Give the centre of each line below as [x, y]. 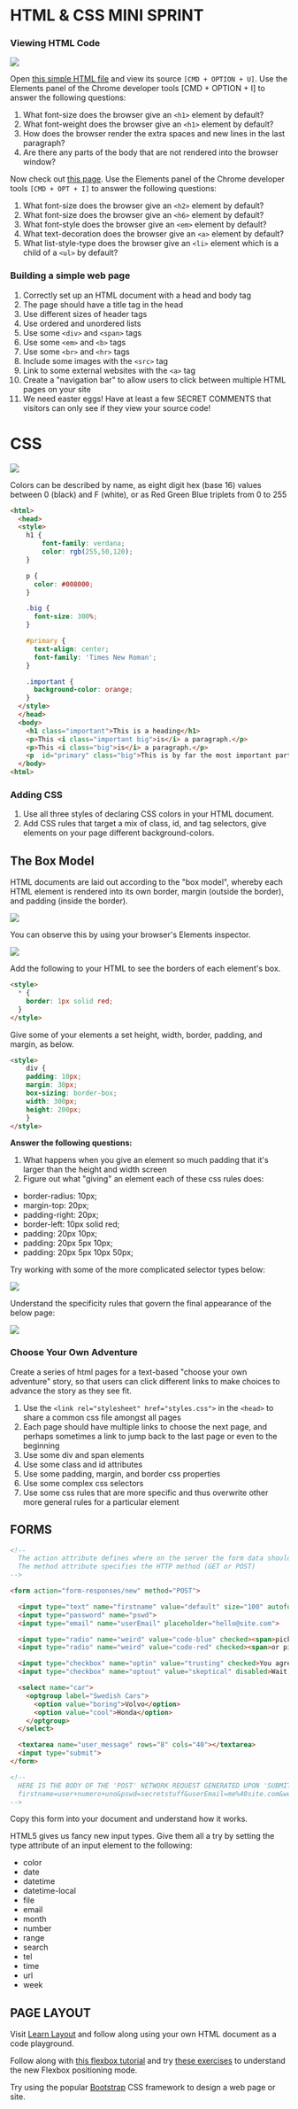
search [35, 1947]
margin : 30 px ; [52, 1085]
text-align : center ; [71, 649]
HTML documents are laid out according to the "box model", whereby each [147, 882]
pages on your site [57, 389]
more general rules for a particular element [101, 1501]
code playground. [42, 2043]
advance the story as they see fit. [71, 1391]
